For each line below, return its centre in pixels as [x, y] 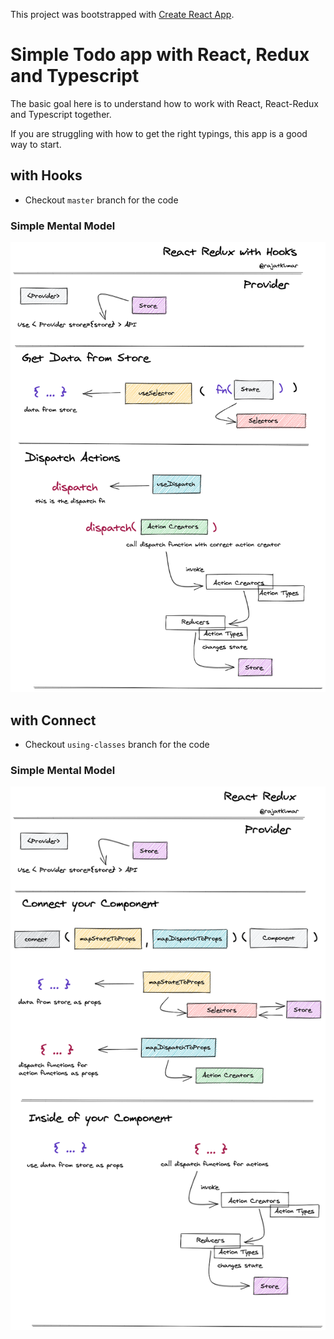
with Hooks [46, 175]
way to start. [36, 144]
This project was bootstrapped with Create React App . [122, 14]
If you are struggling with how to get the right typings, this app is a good [159, 133]
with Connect [53, 720]
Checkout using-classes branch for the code [117, 744]
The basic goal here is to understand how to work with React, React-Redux [164, 103]
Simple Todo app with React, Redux [160, 55]
